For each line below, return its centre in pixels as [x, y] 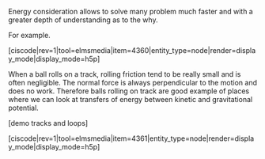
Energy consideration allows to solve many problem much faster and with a [131, 11]
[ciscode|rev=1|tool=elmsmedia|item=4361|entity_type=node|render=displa [131, 138]
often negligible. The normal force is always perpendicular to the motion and [132, 83]
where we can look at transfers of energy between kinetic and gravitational [131, 99]
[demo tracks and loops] [48, 123]
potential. [24, 108]
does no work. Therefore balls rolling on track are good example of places [129, 91]
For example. [30, 35]
